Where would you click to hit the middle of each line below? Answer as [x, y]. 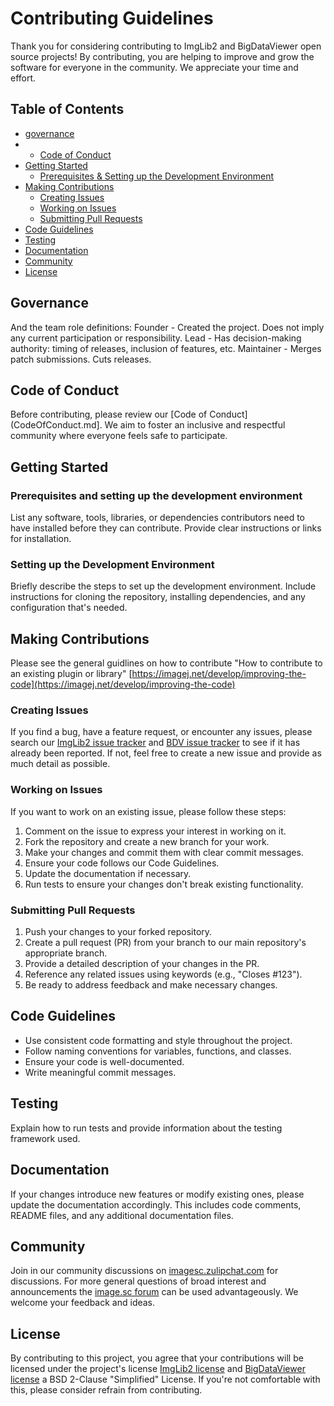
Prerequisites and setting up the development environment [156, 495]
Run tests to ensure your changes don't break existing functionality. [164, 884]
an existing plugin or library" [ [71, 674]
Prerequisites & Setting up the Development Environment [157, 176]
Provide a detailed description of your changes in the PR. [142, 964]
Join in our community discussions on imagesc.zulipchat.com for [144, 1271]
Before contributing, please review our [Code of [109, 414]
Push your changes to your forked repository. [118, 932]
